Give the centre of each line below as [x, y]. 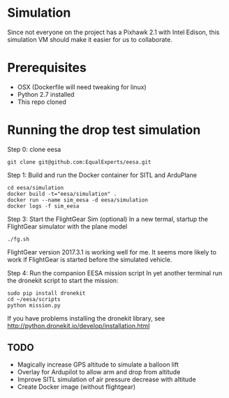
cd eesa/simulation [36, 187]
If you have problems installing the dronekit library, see [86, 318]
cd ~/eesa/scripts [34, 299]
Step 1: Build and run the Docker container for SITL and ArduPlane [102, 175]
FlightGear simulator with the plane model [67, 226]
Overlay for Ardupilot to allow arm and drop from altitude [99, 372]
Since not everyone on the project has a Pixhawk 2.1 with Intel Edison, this [113, 32]
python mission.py [34, 305]
